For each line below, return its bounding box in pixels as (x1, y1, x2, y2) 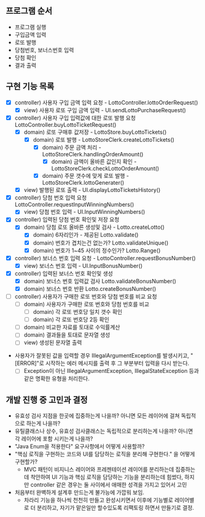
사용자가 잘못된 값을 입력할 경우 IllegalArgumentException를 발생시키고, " (14, 352, 194, 359)
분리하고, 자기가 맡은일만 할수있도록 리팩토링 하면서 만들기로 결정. (37, 504, 195, 511)
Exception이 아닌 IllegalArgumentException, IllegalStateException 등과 (23, 367, 199, 375)
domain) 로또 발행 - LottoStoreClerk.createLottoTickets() (33, 136, 175, 143)
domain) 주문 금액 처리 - (42, 144, 102, 151)
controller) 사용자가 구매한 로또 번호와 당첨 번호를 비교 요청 (14, 293, 157, 300)
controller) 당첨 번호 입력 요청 (14, 194, 87, 201)
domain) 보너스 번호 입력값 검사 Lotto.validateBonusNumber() (23, 277, 176, 285)
